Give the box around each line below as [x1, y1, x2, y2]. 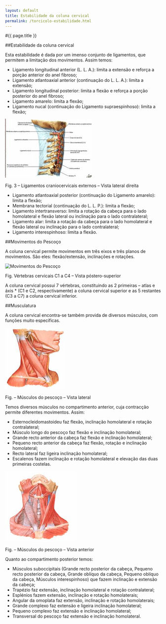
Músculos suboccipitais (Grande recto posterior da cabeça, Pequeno [12, 566, 153, 572]
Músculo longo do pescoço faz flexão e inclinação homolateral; [12, 430, 142, 436]
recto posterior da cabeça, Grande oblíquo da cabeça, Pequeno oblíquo [12, 571, 159, 577]
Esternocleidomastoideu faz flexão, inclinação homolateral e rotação [12, 419, 152, 425]
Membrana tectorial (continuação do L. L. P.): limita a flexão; [12, 203, 135, 209]
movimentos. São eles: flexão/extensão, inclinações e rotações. [5, 253, 135, 260]
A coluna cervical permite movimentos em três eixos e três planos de [5, 249, 146, 254]
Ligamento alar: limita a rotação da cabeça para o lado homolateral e [12, 219, 152, 225]
